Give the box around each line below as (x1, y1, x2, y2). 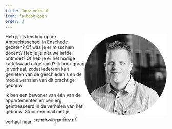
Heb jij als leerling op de (5, 34, 56, 40)
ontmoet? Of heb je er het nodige (5, 55, 75, 61)
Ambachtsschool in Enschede (5, 39, 68, 45)
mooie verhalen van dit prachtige (5, 77, 75, 83)
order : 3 (5, 19, 24, 24)
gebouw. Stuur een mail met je (5, 109, 70, 115)
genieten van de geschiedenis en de (5, 71, 82, 78)
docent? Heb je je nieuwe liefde (5, 50, 72, 56)
